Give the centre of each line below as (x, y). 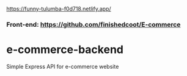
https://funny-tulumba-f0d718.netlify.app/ (59, 9)
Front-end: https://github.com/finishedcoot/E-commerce (94, 24)
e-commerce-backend (65, 50)
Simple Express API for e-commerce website (63, 66)
